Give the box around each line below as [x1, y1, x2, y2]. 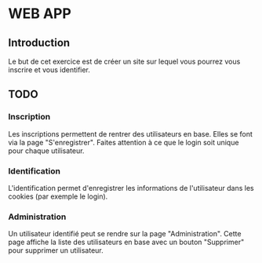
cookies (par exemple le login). [8, 192, 108, 201]
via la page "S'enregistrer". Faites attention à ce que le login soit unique [8, 137, 239, 147]
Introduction [8, 36, 71, 49]
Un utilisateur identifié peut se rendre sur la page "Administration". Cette [8, 229, 242, 239]
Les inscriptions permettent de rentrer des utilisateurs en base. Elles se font [8, 129, 253, 138]
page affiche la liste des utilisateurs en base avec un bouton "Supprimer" [8, 237, 245, 247]
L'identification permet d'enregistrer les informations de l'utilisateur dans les [8, 183, 254, 192]
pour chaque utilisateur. [8, 146, 85, 155]
